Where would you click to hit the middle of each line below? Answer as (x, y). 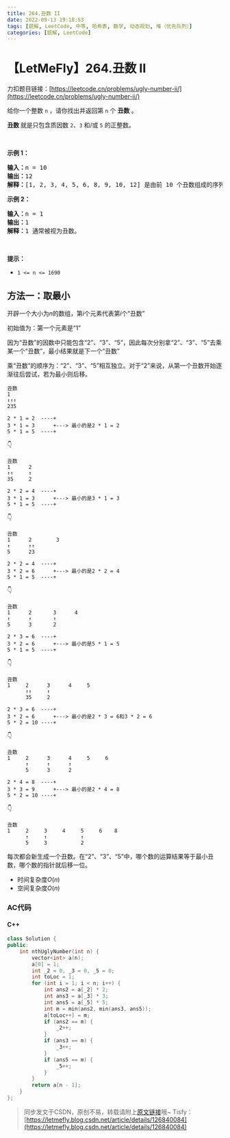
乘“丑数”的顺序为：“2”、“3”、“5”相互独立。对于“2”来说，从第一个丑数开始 (112, 366)
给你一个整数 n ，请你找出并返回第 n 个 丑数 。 (72, 111)
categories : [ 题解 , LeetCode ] (49, 33)
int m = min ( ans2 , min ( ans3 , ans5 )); (98, 1009)
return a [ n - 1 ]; (56, 1085)
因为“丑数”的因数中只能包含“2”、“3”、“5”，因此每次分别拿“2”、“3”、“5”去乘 (115, 342)
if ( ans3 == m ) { (68, 1041)
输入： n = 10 (27, 168)
